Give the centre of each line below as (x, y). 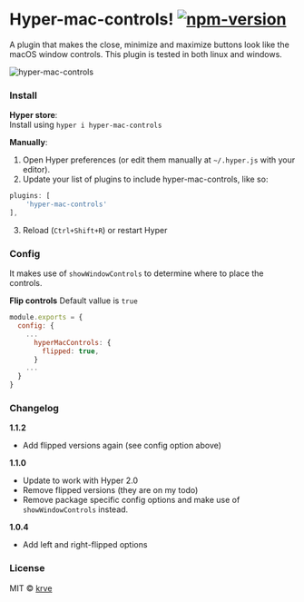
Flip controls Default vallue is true (74, 301)
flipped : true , (71, 351)
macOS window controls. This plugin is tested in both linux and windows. (146, 54)
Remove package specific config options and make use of (131, 500)
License (27, 568)
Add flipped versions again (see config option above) (122, 446)
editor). (36, 170)
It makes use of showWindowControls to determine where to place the (137, 273)
